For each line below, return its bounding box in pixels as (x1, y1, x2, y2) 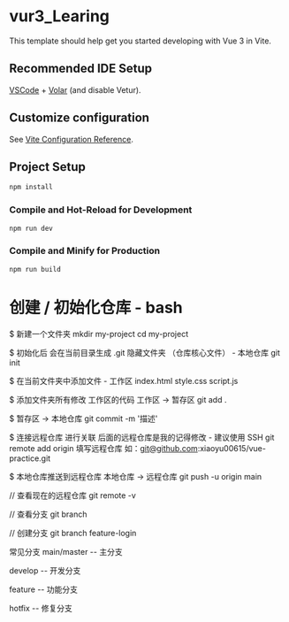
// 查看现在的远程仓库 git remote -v (9, 489, 137, 501)
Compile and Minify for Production (9, 245, 161, 257)
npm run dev (9, 224, 53, 233)
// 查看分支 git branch (9, 509, 87, 519)
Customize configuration (9, 111, 150, 126)
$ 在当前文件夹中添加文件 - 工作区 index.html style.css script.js (9, 375, 239, 386)
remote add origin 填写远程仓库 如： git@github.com (9, 442, 199, 453)
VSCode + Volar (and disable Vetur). (9, 84, 141, 95)
